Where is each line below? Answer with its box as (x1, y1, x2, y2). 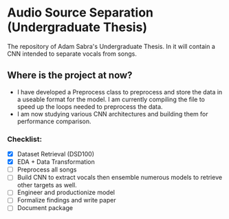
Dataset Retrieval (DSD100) (17, 150, 95, 158)
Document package (17, 204, 74, 212)
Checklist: (7, 134, 43, 144)
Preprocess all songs (17, 165, 77, 174)
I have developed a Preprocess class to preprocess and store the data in (17, 87, 223, 96)
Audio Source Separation (7, 5, 153, 21)
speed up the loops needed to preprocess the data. (17, 102, 163, 111)
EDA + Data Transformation (17, 158, 95, 166)
